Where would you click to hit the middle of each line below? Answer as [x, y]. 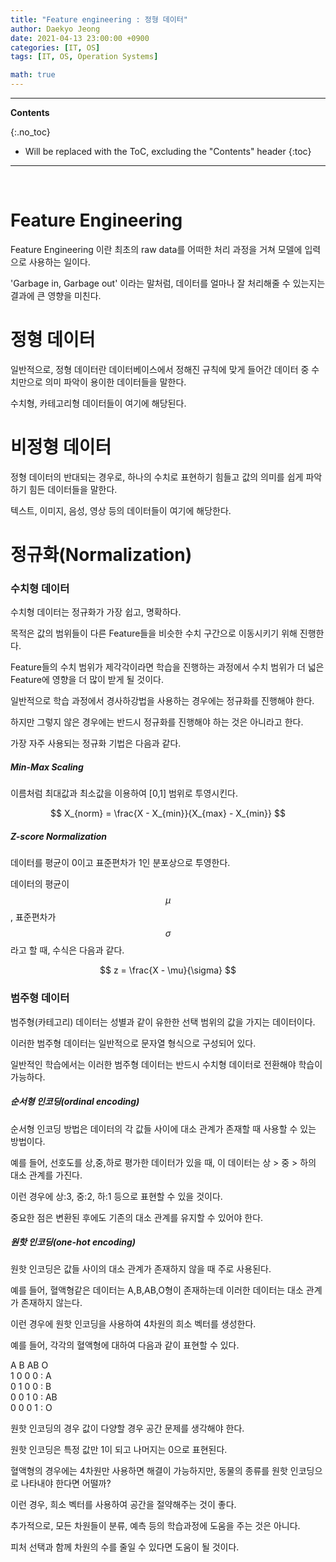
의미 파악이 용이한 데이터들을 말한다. [115, 382]
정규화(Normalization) [101, 555]
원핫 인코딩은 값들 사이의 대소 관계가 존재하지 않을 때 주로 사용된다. [141, 1269]
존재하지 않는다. [51, 1303]
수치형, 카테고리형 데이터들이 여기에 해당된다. [98, 403]
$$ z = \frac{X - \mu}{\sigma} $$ [168, 970]
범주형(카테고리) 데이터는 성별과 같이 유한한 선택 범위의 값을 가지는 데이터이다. [163, 1022]
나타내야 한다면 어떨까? [66, 1483]
